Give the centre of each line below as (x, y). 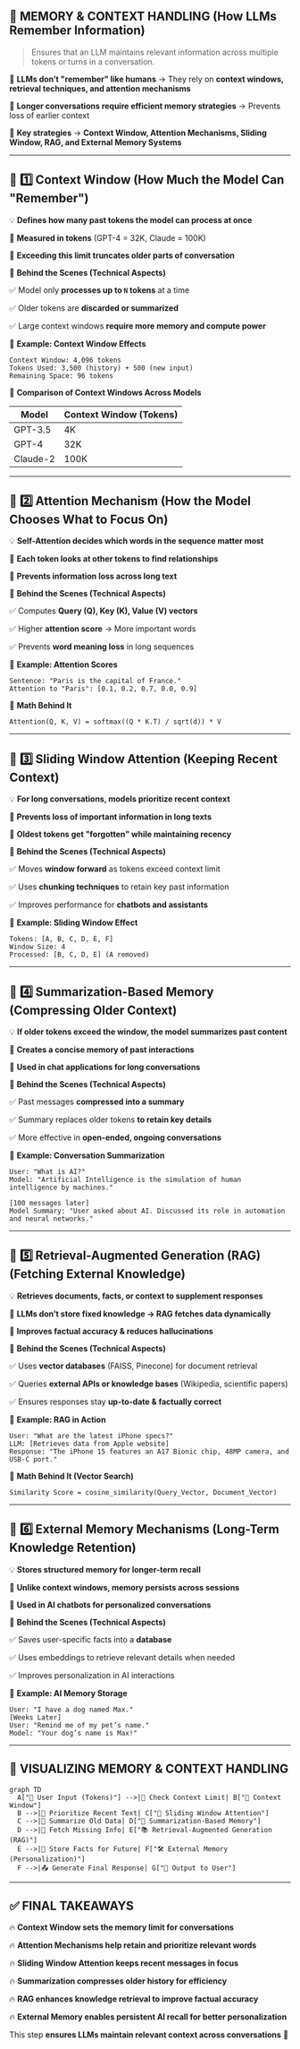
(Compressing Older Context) (93, 1010)
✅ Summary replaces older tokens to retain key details (111, 1119)
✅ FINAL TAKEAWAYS (71, 1905)
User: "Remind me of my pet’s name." (79, 1725)
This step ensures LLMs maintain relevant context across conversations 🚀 (149, 2035)
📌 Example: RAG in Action (58, 1419)
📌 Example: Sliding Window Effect (74, 922)
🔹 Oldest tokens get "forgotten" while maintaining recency (121, 835)
